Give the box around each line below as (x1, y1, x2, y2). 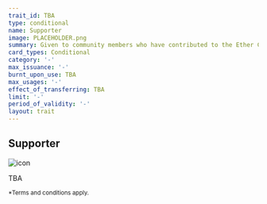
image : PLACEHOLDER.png (8, 33, 87, 42)
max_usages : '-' (8, 78, 62, 86)
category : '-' (8, 56, 56, 64)
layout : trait (8, 108, 56, 116)
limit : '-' (8, 93, 44, 101)
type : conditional (8, 19, 69, 27)
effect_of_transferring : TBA (8, 85, 105, 94)
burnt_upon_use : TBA (8, 71, 77, 79)
